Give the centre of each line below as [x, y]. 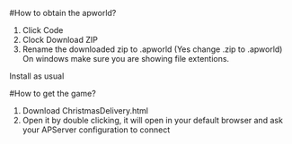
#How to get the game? [53, 93]
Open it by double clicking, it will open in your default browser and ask [152, 120]
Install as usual [37, 76]
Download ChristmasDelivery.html [85, 110]
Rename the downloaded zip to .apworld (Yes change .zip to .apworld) [152, 49]
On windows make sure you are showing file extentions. [126, 59]
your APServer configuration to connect [96, 130]
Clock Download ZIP [60, 40]
